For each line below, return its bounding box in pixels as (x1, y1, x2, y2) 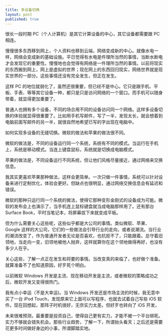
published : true (5, 16, 39, 21)
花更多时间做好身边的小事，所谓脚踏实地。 (5, 325, 93, 331)
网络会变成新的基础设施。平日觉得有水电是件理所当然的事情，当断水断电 (13, 54, 163, 60)
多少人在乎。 (5, 245, 31, 251)
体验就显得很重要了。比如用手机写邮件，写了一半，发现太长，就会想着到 (13, 113, 163, 119)
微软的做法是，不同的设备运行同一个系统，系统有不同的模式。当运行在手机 (5, 140, 158, 146)
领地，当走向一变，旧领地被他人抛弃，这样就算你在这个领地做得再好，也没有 (5, 239, 163, 245)
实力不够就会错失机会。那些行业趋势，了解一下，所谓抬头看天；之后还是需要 (5, 319, 163, 325)
